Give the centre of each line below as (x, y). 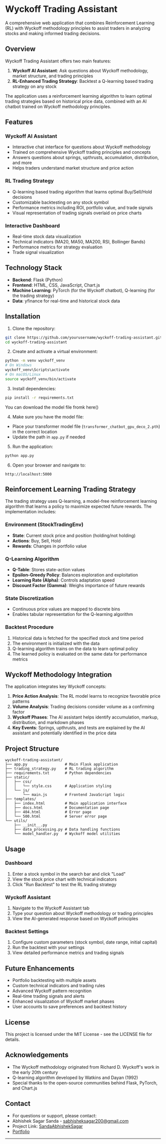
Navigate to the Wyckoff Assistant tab (51, 908)
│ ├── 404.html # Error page (48, 812)
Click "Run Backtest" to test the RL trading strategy (64, 884)
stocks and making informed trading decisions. (53, 33)
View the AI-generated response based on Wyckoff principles (75, 919)
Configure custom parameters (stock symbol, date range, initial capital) (85, 942)
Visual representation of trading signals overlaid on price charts (77, 213)
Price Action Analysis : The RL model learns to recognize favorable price (86, 696)
